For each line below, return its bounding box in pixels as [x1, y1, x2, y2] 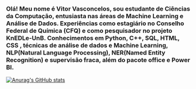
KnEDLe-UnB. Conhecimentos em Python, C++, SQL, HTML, [6, 34, 180, 42]
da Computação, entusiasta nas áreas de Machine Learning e [6, 12, 184, 20]
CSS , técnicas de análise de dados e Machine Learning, [6, 41, 169, 49]
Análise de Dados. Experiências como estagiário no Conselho [6, 19, 184, 28]
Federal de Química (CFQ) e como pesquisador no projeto [6, 26, 173, 35]
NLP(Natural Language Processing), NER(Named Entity [6, 49, 166, 57]
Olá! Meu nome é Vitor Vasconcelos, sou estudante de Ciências [6, 5, 190, 13]
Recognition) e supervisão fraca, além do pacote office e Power [6, 56, 190, 64]
